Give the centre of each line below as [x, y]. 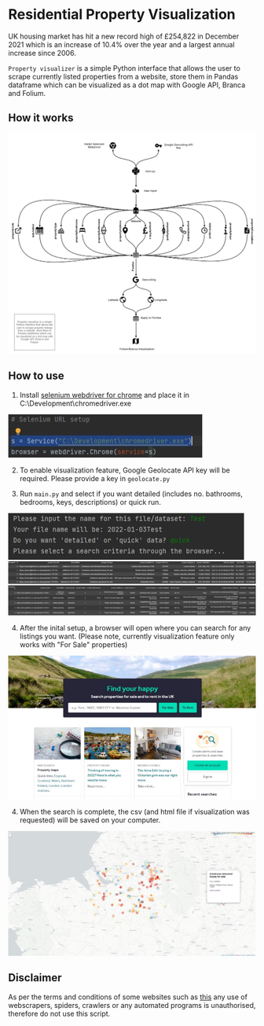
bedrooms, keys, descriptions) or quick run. [90, 502]
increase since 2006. [42, 53]
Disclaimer [35, 978]
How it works [41, 118]
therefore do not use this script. [59, 1013]
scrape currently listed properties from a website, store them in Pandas [123, 76]
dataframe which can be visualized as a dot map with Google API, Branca [127, 85]
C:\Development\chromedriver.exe [75, 403]
